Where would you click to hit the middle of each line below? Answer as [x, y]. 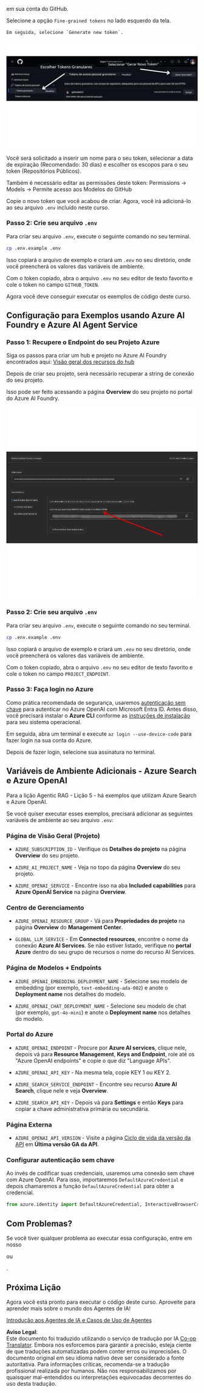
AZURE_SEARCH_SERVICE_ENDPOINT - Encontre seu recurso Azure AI [96, 1084]
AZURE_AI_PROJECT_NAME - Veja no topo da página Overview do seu [98, 867]
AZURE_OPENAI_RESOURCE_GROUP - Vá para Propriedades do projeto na [100, 921]
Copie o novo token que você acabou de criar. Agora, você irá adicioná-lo [99, 201]
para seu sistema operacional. [44, 722]
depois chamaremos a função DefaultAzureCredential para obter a [90, 1186]
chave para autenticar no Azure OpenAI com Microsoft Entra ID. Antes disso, [102, 709]
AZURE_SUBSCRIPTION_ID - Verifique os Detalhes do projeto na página [100, 849]
